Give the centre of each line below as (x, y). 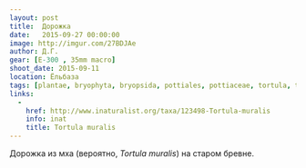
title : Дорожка (40, 26)
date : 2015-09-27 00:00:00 (65, 35)
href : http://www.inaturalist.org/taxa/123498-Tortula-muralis (148, 111)
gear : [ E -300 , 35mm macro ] (63, 60)
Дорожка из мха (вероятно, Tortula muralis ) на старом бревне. (132, 153)
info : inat (46, 119)
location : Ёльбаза (44, 77)
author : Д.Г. (34, 52)
